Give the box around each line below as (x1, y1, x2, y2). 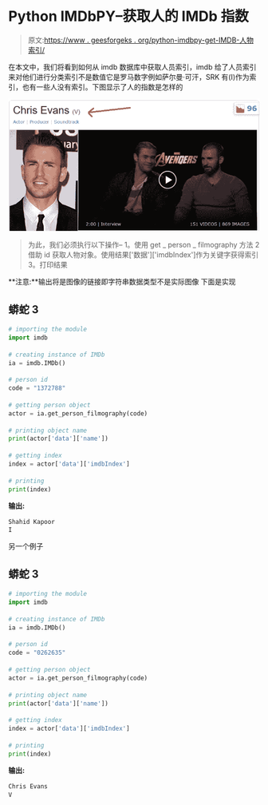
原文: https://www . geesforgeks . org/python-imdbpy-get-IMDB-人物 (27, 35, 254, 45)
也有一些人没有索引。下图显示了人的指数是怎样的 (22, 81, 183, 92)
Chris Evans (8, 782, 48, 791)
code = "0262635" (8, 648, 66, 657)
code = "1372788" (8, 384, 66, 392)
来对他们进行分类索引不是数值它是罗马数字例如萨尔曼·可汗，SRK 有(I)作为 (8, 72, 250, 81)
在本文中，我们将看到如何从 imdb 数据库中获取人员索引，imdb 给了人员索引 (8, 61, 257, 72)
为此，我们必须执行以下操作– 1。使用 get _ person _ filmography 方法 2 (27, 240, 260, 250)
